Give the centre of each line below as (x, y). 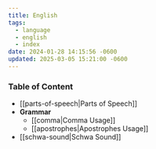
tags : (17, 23)
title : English (33, 15)
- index (28, 45)
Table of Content (41, 86)
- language (33, 30)
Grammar (35, 112)
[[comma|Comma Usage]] (73, 120)
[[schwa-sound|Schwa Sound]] (70, 137)
